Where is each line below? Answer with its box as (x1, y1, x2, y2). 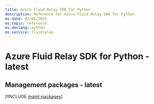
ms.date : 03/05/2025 (5, 16, 47, 21)
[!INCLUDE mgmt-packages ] (5, 94, 63, 99)
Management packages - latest (5, 81, 103, 89)
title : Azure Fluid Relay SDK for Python (5, 7, 91, 12)
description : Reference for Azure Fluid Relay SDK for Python (5, 12, 134, 17)
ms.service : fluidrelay (5, 30, 54, 35)
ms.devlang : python (5, 25, 45, 30)
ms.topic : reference (5, 21, 47, 26)
